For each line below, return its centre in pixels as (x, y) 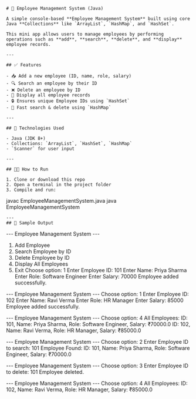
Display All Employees (41, 264)
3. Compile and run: (31, 190)
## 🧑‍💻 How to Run (27, 169)
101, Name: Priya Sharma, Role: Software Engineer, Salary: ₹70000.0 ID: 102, (98, 324)
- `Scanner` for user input (40, 149)
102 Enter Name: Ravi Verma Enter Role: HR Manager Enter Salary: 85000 (95, 300)
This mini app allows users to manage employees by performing (85, 34)
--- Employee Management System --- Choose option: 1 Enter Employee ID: (97, 294)
